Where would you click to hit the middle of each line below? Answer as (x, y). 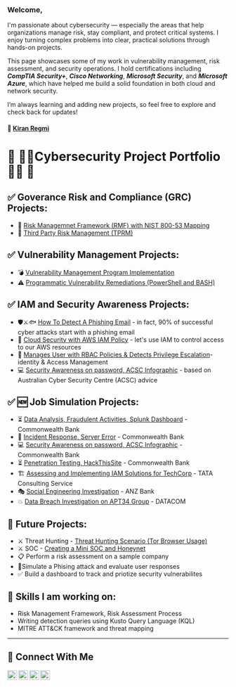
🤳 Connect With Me (51, 657)
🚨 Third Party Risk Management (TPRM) (75, 233)
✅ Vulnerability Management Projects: (93, 255)
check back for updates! (42, 112)
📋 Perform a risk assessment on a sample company (93, 556)
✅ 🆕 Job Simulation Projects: (73, 402)
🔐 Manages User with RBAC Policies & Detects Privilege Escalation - (115, 354)
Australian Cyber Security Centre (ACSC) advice (87, 380)
